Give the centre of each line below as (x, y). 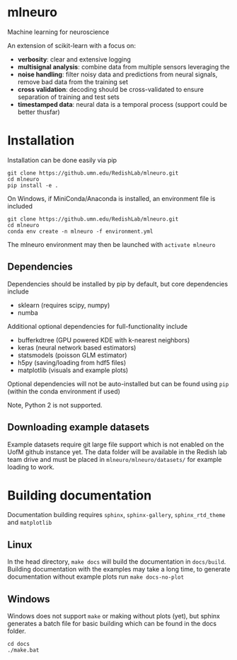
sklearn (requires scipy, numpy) (64, 305)
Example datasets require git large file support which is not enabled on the (116, 444)
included (20, 206)
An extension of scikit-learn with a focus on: (72, 45)
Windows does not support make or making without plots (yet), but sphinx (114, 616)
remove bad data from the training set (73, 81)
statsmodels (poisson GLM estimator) (72, 355)
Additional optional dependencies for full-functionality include (98, 326)
